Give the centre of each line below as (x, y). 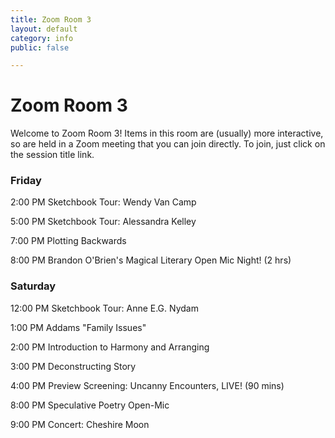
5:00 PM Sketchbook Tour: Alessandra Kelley (103, 222)
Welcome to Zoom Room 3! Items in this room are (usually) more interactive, (167, 133)
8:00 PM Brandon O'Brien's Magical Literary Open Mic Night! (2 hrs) (151, 260)
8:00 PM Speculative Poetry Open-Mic (90, 405)
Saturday (33, 286)
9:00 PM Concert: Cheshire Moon (80, 424)
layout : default (44, 29)
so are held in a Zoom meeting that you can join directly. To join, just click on (168, 144)
